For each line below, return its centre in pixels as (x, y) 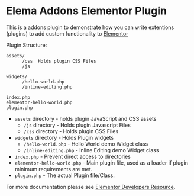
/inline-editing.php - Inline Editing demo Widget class (91, 150)
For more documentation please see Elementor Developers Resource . (91, 187)
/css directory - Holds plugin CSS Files (71, 131)
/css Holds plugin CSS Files (59, 61)
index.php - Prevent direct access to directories (73, 156)
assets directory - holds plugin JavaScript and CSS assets (85, 118)
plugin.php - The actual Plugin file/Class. (65, 175)
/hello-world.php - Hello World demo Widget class (86, 144)
